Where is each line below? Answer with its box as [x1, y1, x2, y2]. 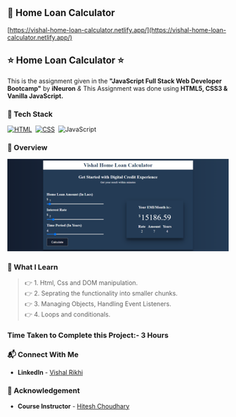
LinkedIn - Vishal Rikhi [17, 368, 83, 377]
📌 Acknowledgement [7, 386, 80, 396]
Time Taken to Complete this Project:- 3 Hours [7, 331, 169, 340]
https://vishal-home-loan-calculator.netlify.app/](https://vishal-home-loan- [9, 25, 227, 34]
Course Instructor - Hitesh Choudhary [17, 402, 130, 410]
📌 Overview [7, 142, 48, 152]
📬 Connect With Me [7, 349, 79, 359]
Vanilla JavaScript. [7, 91, 64, 100]
